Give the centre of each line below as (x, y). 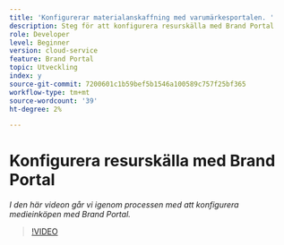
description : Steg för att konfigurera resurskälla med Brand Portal (142, 26)
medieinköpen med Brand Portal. (70, 215)
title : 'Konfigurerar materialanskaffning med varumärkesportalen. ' (142, 17)
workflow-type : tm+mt (50, 92)
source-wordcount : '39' (54, 101)
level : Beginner (39, 42)
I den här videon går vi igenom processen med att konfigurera (124, 205)
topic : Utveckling (43, 68)
